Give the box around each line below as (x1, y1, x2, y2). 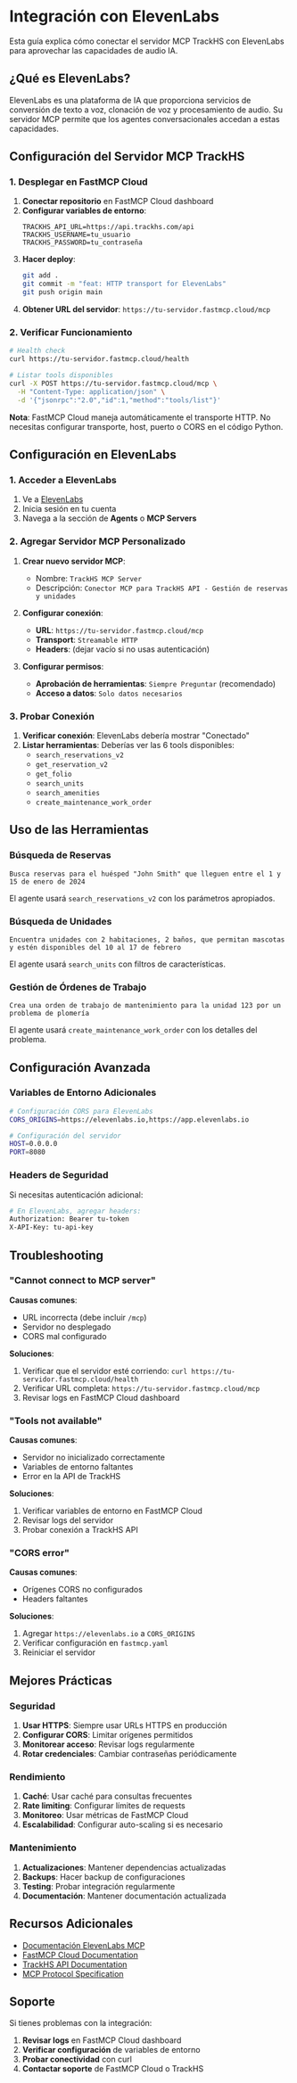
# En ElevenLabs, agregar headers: (9, 1206, 142, 1215)
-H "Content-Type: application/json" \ (17, 387, 166, 396)
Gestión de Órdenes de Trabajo (9, 981, 147, 993)
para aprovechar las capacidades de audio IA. (9, 45, 178, 55)
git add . (21, 271, 60, 280)
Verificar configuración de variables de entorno (21, 2045, 201, 2055)
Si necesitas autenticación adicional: (9, 1189, 144, 1200)
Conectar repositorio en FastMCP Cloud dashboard (21, 196, 214, 207)
